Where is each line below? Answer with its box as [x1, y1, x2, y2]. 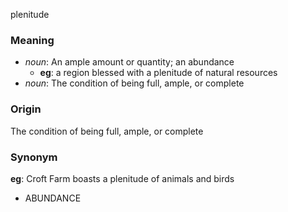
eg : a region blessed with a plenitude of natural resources [39, 67, 278, 79]
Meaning [10, 33, 55, 47]
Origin [10, 102, 42, 116]
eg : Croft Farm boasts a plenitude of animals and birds [10, 172, 235, 184]
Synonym [10, 150, 58, 164]
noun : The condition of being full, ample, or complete [24, 77, 245, 89]
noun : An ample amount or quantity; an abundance [24, 56, 235, 68]
